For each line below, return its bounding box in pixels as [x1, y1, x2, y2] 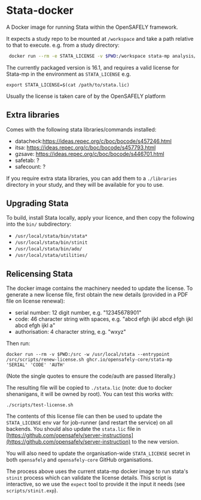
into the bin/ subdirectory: [6, 220, 72, 228]
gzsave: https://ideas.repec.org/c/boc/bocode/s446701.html [14, 150, 165, 157]
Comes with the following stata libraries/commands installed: [6, 125, 157, 133]
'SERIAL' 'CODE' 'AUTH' [6, 362, 66, 368]
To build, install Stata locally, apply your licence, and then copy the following [6, 214, 194, 221]
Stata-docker [6, 4, 74, 17]
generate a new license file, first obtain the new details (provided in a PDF [6, 291, 188, 298]
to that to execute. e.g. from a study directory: [6, 41, 120, 49]
